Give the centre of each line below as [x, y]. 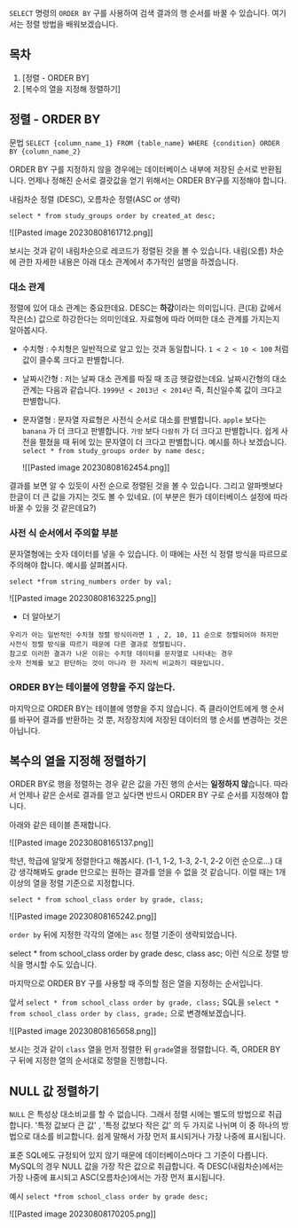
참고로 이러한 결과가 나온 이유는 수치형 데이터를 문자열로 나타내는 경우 [121, 654]
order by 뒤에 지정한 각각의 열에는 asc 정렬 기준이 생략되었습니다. [123, 935]
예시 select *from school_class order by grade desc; [109, 1196]
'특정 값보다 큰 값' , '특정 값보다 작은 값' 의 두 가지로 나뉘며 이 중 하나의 [157, 1125]
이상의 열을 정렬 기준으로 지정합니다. [72, 883]
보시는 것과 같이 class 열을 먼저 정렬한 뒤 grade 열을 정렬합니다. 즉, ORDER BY [145, 1050]
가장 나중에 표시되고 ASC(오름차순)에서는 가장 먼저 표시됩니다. [117, 1177]
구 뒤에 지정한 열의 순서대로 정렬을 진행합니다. [89, 1060]
